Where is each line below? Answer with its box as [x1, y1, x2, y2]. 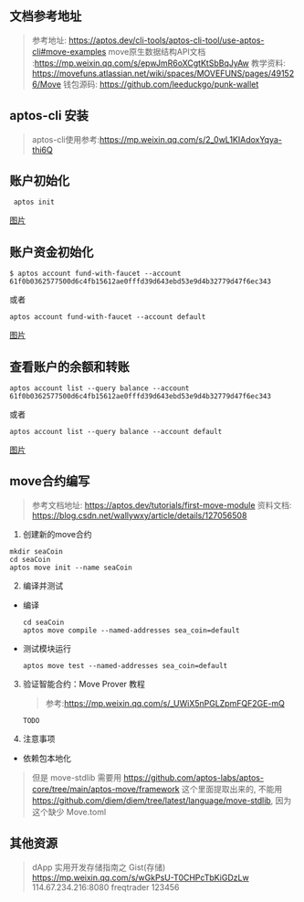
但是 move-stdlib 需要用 [31, 771, 122, 783]
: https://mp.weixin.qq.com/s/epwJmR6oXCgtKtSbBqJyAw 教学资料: [31, 58, 286, 69]
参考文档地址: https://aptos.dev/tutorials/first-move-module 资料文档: [31, 499, 292, 510]
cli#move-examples [31, 46, 107, 57]
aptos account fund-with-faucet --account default [9, 313, 206, 322]
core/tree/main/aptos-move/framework [31, 783, 180, 794]
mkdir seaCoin [9, 547, 64, 556]
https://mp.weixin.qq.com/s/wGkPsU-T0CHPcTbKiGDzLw [31, 872, 249, 883]
